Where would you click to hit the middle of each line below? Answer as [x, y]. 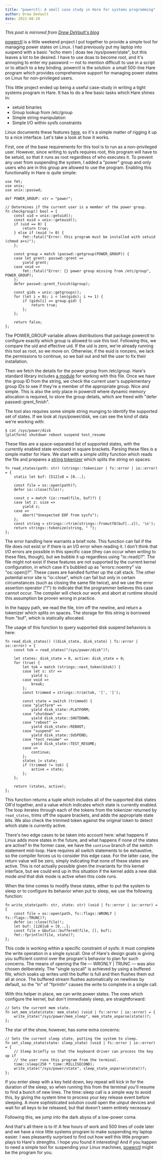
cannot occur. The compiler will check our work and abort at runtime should [81, 593]
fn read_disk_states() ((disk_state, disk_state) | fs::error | [72, 642]
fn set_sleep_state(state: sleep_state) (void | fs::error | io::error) [80, 1043]
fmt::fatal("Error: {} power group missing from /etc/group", [87, 271]
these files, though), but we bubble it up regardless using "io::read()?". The [80, 557]
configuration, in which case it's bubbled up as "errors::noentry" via [73, 567]
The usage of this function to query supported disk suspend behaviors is [78, 627]
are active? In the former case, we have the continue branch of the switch [79, 845]
